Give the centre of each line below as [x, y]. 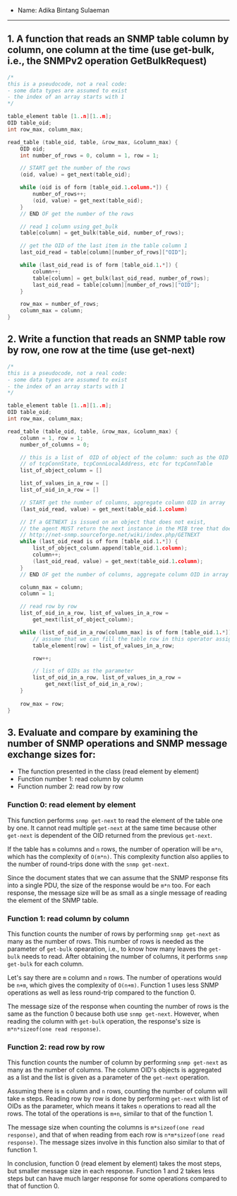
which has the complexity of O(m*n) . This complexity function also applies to [118, 856]
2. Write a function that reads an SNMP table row [116, 339]
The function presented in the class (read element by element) [108, 771]
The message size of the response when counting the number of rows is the [118, 1006]
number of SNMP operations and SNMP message [117, 744]
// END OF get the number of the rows [77, 214]
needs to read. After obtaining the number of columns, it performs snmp [124, 956]
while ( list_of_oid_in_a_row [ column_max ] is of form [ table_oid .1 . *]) [126, 632]
